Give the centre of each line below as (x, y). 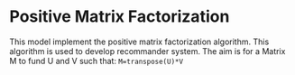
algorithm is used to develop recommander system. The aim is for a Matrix (147, 51)
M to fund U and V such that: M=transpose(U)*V (96, 61)
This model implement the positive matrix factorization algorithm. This (139, 42)
